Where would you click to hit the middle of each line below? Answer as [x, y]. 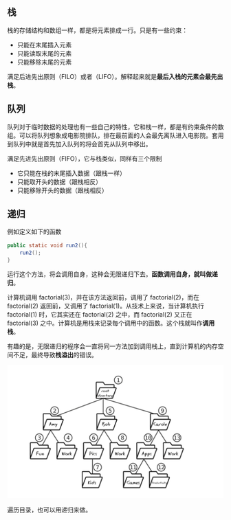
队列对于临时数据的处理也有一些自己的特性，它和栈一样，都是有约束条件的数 [115, 126]
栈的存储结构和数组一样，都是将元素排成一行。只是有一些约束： [97, 30]
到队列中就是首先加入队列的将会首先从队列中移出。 [79, 144]
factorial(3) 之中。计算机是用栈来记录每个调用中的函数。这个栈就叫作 [105, 323]
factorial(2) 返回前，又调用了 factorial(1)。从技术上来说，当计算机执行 [106, 306]
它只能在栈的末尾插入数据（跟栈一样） [71, 173]
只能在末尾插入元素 [44, 45]
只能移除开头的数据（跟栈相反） [62, 190]
